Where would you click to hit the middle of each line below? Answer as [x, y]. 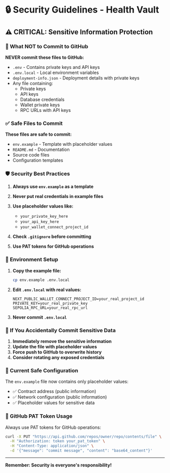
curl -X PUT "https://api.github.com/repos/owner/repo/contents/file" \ [83, 437]
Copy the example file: [37, 270]
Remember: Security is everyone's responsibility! [59, 465]
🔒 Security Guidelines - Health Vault [82, 10]
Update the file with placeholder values [55, 346]
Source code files [31, 155]
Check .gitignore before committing [52, 237]
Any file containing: [33, 83]
